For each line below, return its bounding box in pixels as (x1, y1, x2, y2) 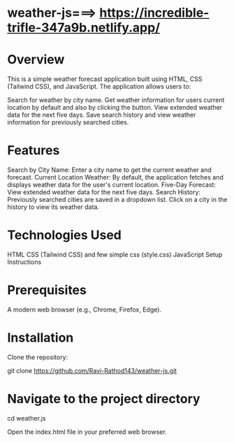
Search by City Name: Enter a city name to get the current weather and (7, 166, 212, 174)
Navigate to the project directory (7, 391, 200, 407)
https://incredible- (98, 5, 210, 21)
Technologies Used (7, 227, 122, 243)
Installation (7, 330, 74, 346)
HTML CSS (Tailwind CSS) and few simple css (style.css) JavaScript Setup (7, 250, 223, 259)
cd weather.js (7, 414, 47, 422)
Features (7, 143, 60, 159)
